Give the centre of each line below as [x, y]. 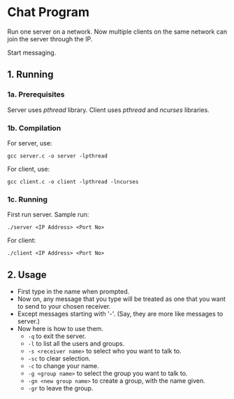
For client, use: [29, 169]
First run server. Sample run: [48, 215]
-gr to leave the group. [60, 388]
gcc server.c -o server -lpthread [58, 156]
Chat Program [48, 12]
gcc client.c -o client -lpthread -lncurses [73, 182]
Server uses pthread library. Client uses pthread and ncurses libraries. [108, 110]
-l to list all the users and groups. [76, 344]
